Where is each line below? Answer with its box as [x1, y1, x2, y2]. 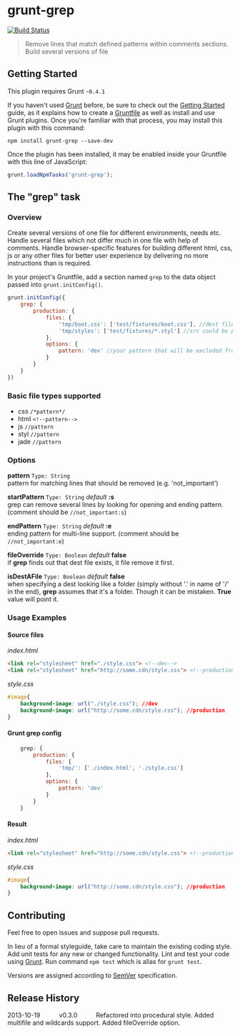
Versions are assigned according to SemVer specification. [7, 971, 178, 980]
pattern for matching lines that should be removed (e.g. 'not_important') [7, 479, 219, 488]
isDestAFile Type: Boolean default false [7, 572, 125, 581]
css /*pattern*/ [17, 406, 66, 416]
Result [7, 820, 27, 828]
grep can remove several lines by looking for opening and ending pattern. [7, 501, 224, 509]
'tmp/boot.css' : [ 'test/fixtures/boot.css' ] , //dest [58, 321, 219, 328]
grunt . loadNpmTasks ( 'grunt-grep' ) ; [7, 171, 114, 179]
